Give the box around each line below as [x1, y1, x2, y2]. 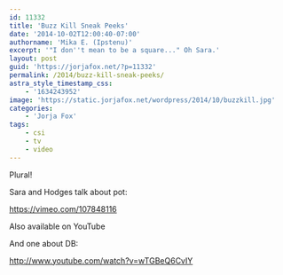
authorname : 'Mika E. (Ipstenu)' [9, 37, 133, 47]
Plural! [9, 169, 33, 180]
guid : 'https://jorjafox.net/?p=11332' [9, 63, 157, 72]
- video [25, 145, 53, 153]
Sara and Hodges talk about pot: [9, 186, 128, 197]
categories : [9, 104, 53, 113]
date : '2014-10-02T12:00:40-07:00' [9, 29, 141, 38]
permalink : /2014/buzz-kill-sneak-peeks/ [9, 71, 165, 80]
